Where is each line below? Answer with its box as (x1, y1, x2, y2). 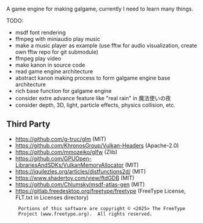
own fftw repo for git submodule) (15, 48, 99, 56)
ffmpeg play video (15, 55, 61, 62)
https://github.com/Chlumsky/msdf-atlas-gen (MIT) (15, 180, 145, 188)
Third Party (6, 119, 51, 130)
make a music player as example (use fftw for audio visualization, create (15, 42, 197, 49)
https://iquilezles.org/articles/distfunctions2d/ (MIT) (15, 167, 146, 175)
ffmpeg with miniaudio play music (15, 35, 101, 42)
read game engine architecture (15, 68, 94, 75)
